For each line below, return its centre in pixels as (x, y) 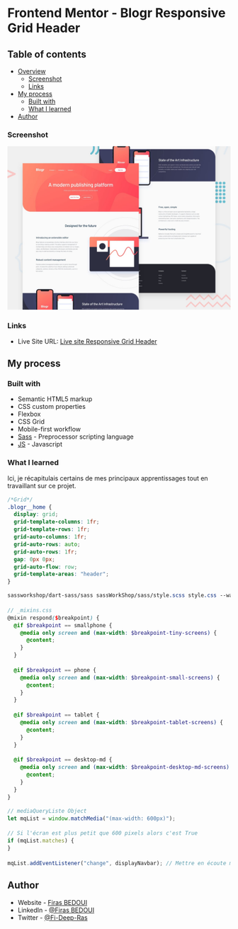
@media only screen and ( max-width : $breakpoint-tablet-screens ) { (121, 723)
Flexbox (29, 414)
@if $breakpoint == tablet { (57, 715)
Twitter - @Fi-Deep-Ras (52, 917)
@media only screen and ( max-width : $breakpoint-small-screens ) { (120, 677)
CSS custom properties (52, 407)
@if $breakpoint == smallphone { (63, 625)
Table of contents (47, 54)
